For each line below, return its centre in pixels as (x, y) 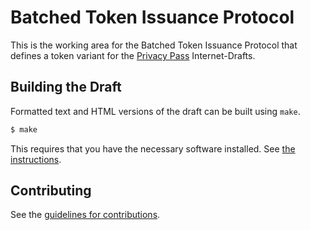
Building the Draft (66, 87)
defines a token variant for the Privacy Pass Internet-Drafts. (133, 55)
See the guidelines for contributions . (85, 215)
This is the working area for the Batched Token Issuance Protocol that (154, 45)
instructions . (36, 159)
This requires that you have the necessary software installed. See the (153, 148)
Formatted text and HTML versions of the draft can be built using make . (155, 111)
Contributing (51, 191)
